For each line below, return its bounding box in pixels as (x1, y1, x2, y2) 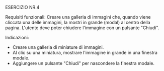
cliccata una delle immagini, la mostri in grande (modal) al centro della (5, 20, 150, 25)
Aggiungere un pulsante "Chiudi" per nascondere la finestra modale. (12, 60, 155, 66)
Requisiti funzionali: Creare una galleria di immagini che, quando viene (5, 14, 151, 20)
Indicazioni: (5, 35, 29, 40)
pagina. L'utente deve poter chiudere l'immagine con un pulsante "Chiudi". (5, 25, 159, 31)
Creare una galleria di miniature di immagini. (12, 44, 104, 50)
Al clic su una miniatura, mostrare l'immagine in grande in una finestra (12, 50, 157, 55)
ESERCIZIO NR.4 (5, 5, 40, 10)
